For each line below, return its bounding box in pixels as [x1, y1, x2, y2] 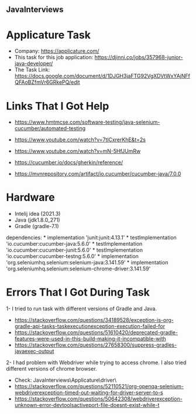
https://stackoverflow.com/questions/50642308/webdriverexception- [14, 395, 183, 402]
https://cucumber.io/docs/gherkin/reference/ [14, 159, 123, 166]
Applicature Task [6, 28, 91, 42]
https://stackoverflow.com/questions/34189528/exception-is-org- [14, 317, 174, 324]
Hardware [6, 191, 55, 204]
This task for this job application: [14, 54, 94, 61]
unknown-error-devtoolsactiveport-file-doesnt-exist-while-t [14, 402, 160, 409]
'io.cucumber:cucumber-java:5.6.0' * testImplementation [6, 240, 143, 247]
